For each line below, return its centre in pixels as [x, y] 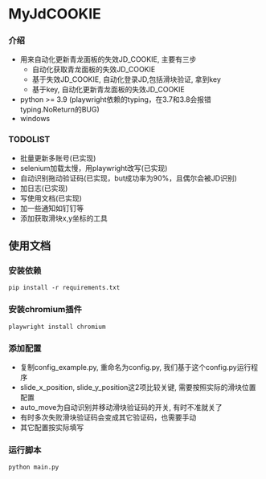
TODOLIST [29, 140]
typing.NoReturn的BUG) [60, 110]
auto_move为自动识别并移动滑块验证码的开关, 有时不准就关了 [121, 408]
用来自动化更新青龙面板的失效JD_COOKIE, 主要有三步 [108, 59]
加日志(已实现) [44, 188]
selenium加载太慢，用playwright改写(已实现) [94, 168]
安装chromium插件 [45, 310]
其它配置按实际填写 [52, 428]
